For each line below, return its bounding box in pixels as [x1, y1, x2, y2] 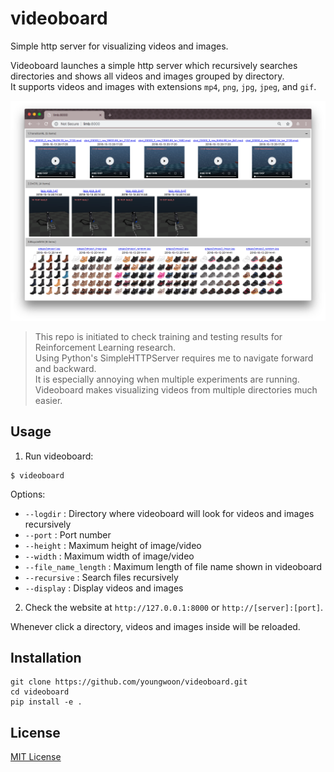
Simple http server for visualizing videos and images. [10, 40, 229, 52]
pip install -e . [10, 697, 83, 707]
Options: [10, 488, 46, 500]
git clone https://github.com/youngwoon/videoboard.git [10, 677, 248, 687]
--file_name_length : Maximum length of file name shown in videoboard [24, 560, 323, 572]
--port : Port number [24, 528, 112, 541]
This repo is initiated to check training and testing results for [34, 330, 283, 342]
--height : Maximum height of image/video [24, 539, 202, 551]
